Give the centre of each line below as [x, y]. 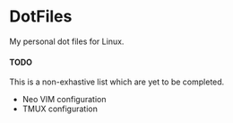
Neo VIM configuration [64, 100]
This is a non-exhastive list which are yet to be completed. [117, 82]
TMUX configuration [60, 109]
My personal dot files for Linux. [67, 41]
